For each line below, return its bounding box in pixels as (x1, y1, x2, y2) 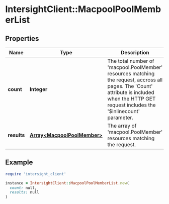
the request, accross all (107, 76, 162, 83)
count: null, (10, 185, 37, 190)
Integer (29, 86, 48, 92)
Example (5, 158, 33, 167)
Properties (5, 34, 39, 43)
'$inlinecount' (107, 108, 140, 115)
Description (120, 49, 149, 56)
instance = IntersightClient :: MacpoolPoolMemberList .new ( (5, 180, 129, 185)
